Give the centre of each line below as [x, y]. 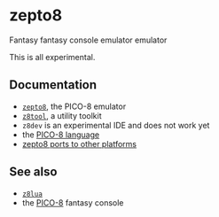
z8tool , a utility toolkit [62, 115]
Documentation [53, 85]
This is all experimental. [52, 57]
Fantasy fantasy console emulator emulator [88, 40]
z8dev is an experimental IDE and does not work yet [116, 125]
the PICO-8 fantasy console [73, 202]
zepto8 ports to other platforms [79, 143]
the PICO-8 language [61, 135]
